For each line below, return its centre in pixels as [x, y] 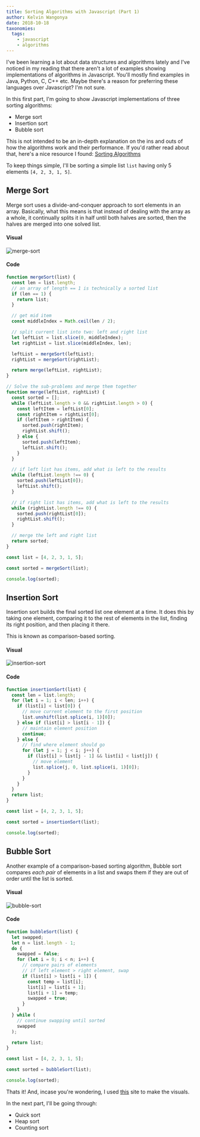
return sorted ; [30, 541]
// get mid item [32, 316]
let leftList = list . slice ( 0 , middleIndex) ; [68, 337]
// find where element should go [63, 745]
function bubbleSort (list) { [42, 932]
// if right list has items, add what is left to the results [90, 502]
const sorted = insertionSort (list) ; [53, 822]
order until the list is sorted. [40, 878]
